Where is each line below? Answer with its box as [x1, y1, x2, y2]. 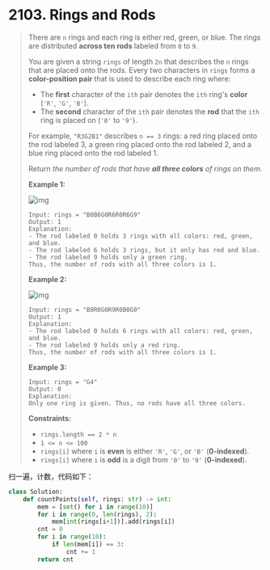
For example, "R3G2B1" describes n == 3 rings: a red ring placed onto [27, 131, 258, 141]
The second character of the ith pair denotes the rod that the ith [40, 107, 260, 116]
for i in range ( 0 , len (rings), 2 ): [37, 510, 158, 518]
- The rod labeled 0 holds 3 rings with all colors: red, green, [27, 232, 253, 240]
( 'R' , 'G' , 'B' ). [40, 98, 89, 108]
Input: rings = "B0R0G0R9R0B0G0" [27, 306, 141, 314]
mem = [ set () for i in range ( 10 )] [37, 503, 154, 511]
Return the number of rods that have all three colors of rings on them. [27, 163, 263, 173]
